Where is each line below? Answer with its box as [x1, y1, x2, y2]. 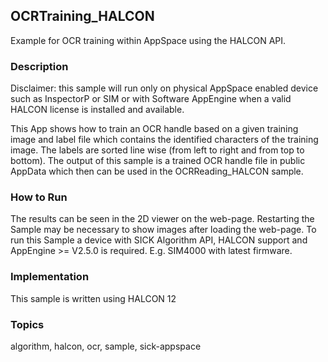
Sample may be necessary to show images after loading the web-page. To [10, 224, 317, 236]
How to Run [10, 190, 68, 204]
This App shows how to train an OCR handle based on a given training [10, 123, 299, 135]
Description [10, 59, 69, 73]
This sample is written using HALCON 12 [10, 292, 177, 304]
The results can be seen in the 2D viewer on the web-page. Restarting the [10, 213, 315, 225]
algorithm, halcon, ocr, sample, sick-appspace [10, 340, 202, 352]
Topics [10, 317, 45, 331]
